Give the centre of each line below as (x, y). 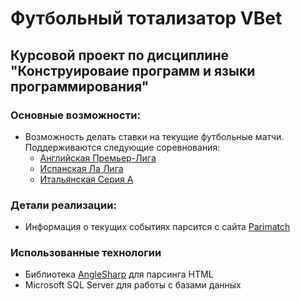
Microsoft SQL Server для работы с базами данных (133, 285)
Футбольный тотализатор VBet (146, 18)
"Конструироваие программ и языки (133, 70)
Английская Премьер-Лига (98, 158)
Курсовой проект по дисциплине (119, 55)
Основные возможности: (75, 115)
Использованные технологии (86, 253)
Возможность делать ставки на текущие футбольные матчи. (154, 136)
